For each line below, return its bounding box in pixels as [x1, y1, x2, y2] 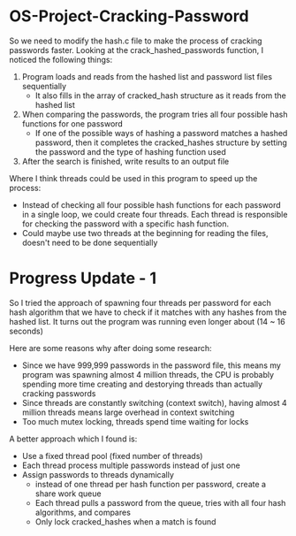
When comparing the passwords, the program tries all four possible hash [21, 109, 288, 119]
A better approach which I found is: [9, 433, 138, 444]
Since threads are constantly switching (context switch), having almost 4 [21, 397, 287, 408]
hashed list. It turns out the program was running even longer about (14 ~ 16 [9, 316, 285, 326]
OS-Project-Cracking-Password [9, 6, 249, 27]
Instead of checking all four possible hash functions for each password [21, 199, 281, 210]
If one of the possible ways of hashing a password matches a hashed [34, 127, 288, 138]
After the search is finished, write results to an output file [21, 156, 230, 166]
